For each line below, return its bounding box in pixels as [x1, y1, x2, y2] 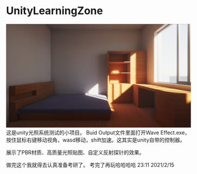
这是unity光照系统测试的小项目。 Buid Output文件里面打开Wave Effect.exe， [6, 129, 191, 136]
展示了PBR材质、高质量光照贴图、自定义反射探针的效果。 [6, 149, 145, 156]
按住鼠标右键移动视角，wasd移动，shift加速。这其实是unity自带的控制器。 [6, 136, 186, 143]
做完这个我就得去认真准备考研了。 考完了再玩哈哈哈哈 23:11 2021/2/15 [6, 161, 175, 168]
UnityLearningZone [6, 4, 103, 18]
